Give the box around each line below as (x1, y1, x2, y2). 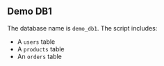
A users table (17, 38, 56, 46)
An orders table (17, 52, 63, 60)
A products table (17, 44, 65, 53)
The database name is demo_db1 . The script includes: (7, 24, 158, 32)
